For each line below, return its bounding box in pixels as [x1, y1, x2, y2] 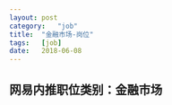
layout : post [9, 13, 58, 22]
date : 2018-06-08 [9, 47, 82, 56]
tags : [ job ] [9, 38, 63, 48]
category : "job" [9, 22, 78, 31]
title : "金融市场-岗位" [9, 30, 94, 39]
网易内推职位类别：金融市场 [9, 82, 163, 97]
